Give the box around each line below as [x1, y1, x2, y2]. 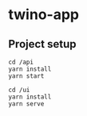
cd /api [8, 58, 34, 66]
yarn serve [8, 100, 45, 108]
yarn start [8, 72, 45, 80]
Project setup [8, 37, 77, 51]
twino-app [8, 6, 80, 24]
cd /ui [8, 86, 30, 94]
